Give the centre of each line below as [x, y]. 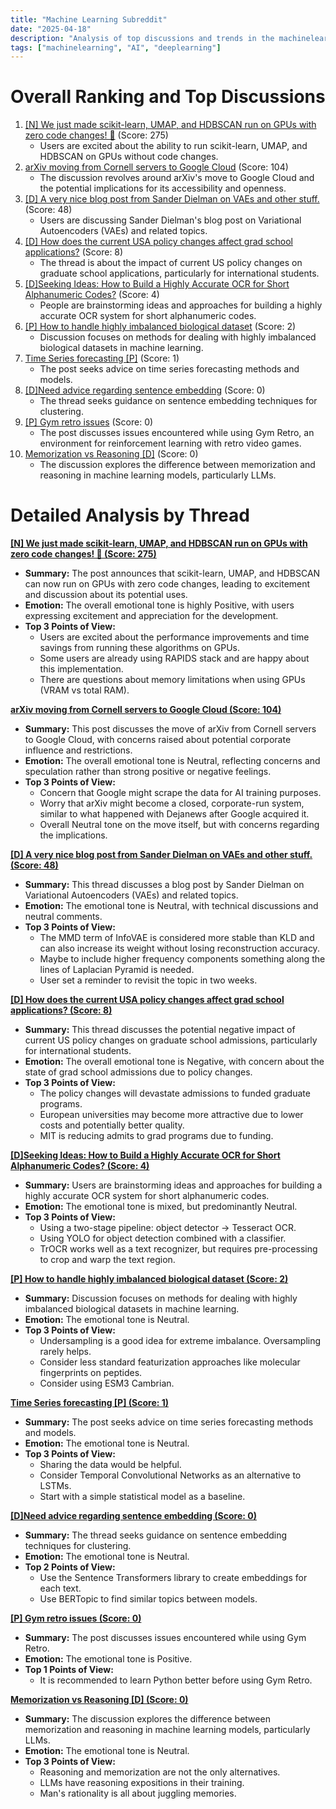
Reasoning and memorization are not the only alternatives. [160, 1772]
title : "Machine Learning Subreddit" [89, 19]
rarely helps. [65, 1352]
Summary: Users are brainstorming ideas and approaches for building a [173, 1185]
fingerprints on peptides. [91, 1373]
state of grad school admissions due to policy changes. [138, 1072]
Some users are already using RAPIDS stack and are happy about [174, 658]
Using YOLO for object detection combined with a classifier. [163, 1238]
